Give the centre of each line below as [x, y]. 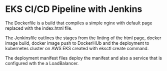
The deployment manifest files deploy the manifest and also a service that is [84, 58]
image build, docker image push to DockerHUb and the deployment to [77, 43]
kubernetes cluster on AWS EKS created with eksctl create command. [77, 48]
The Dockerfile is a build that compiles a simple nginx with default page [79, 23]
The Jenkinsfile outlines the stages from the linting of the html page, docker [83, 38]
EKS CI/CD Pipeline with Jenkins [74, 9]
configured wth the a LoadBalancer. [42, 63]
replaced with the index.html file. [39, 28]
